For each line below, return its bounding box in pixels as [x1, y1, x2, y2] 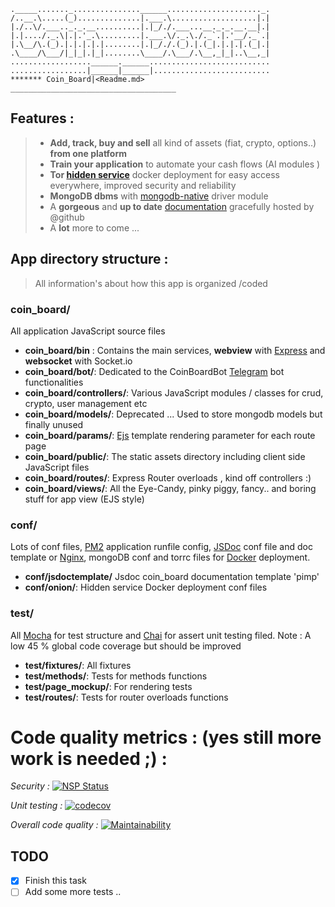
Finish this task [24, 875, 87, 887]
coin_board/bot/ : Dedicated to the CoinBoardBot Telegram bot [24, 365, 285, 377]
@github [49, 211, 85, 223]
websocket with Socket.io [24, 355, 133, 367]
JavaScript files [24, 461, 90, 473]
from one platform [49, 147, 128, 159]
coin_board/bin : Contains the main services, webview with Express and [24, 344, 326, 356]
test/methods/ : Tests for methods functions [24, 670, 208, 682]
